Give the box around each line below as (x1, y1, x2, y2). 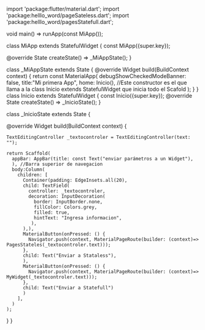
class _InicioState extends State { (6, 111, 91, 117)
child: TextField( (22, 183, 70, 189)
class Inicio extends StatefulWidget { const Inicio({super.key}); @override (6, 92, 192, 99)
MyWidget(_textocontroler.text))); (6, 274, 98, 280)
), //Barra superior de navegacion (12, 161, 103, 167)
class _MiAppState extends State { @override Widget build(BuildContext (6, 66, 189, 73)
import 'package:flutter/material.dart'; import (6, 6, 120, 12)
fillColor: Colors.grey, (33, 204, 98, 210)
